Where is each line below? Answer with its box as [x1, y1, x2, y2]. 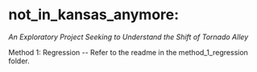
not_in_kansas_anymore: [8, 6, 180, 24]
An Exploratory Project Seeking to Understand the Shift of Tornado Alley [8, 32, 249, 42]
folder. [8, 56, 30, 66]
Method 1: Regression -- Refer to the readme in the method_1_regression [8, 47, 248, 57]
